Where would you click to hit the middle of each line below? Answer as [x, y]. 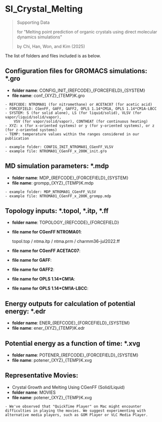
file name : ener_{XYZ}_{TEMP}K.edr [48, 328]
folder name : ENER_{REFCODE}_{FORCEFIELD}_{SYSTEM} [71, 323]
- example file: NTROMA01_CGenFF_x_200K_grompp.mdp [58, 196]
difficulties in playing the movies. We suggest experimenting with [75, 411]
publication [17, 138]
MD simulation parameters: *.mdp [57, 166]
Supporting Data [33, 22]
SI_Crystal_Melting [44, 9]
